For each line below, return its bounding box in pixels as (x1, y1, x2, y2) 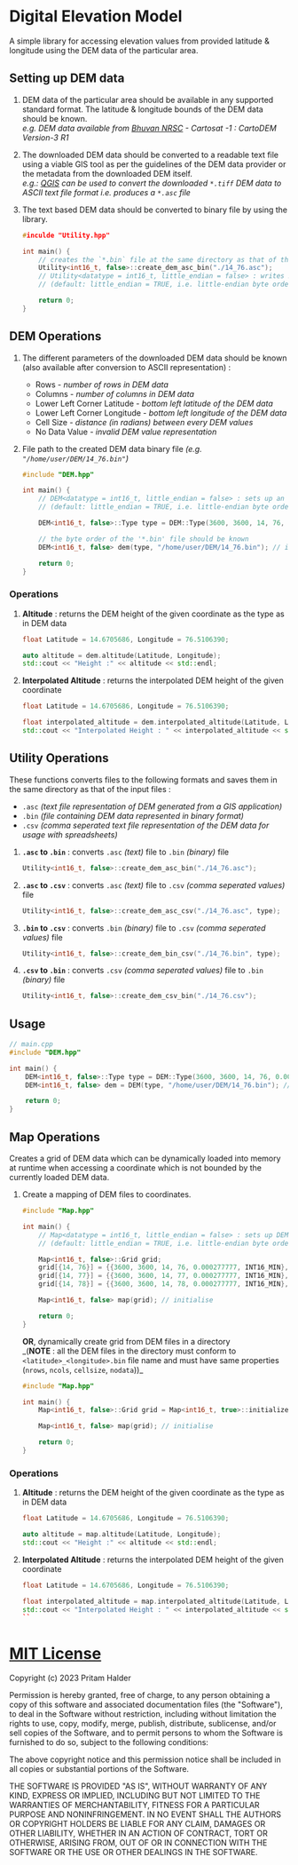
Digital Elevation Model (9, 6, 183, 27)
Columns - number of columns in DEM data (35, 388, 195, 399)
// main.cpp (9, 1040, 53, 1049)
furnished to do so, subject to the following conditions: (9, 1737, 208, 1748)
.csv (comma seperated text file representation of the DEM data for (21, 820, 270, 830)
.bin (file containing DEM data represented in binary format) (21, 810, 244, 821)
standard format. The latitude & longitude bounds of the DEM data (21, 104, 263, 115)
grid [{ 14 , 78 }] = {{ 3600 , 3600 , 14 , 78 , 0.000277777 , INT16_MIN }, (38, 1280, 289, 1289)
